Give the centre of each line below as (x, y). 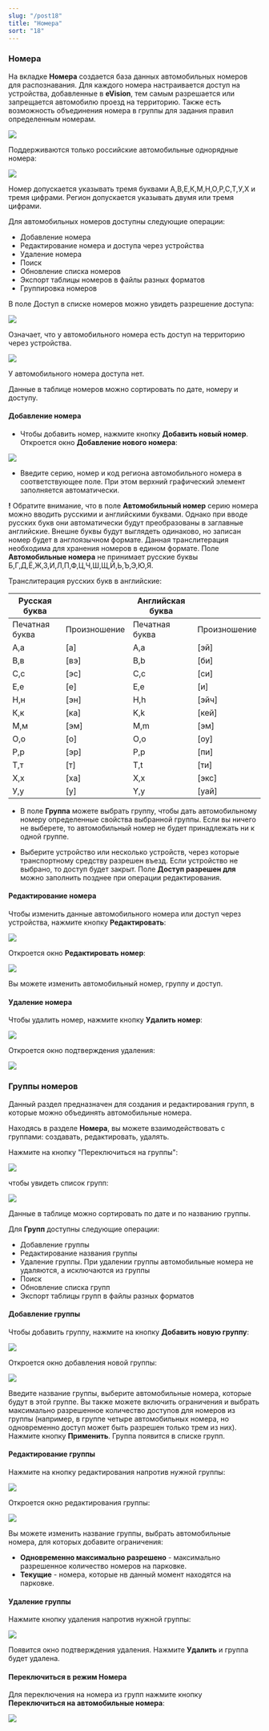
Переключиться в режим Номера (68, 1676)
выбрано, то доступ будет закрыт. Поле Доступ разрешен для (128, 869)
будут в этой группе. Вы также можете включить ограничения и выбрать (134, 1402)
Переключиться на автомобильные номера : (87, 1703)
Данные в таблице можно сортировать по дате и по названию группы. (129, 1213)
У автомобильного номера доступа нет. (76, 374)
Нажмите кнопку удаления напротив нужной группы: (100, 1619)
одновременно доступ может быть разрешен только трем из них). (123, 1427)
